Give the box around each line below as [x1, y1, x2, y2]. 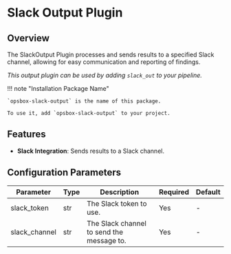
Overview [7, 32, 50, 44]
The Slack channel [87, 218, 146, 228]
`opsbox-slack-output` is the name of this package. [7, 98, 162, 105]
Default [195, 187, 221, 197]
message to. [87, 235, 126, 245]
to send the [87, 227, 124, 237]
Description [99, 187, 140, 197]
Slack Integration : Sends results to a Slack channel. [16, 147, 165, 155]
